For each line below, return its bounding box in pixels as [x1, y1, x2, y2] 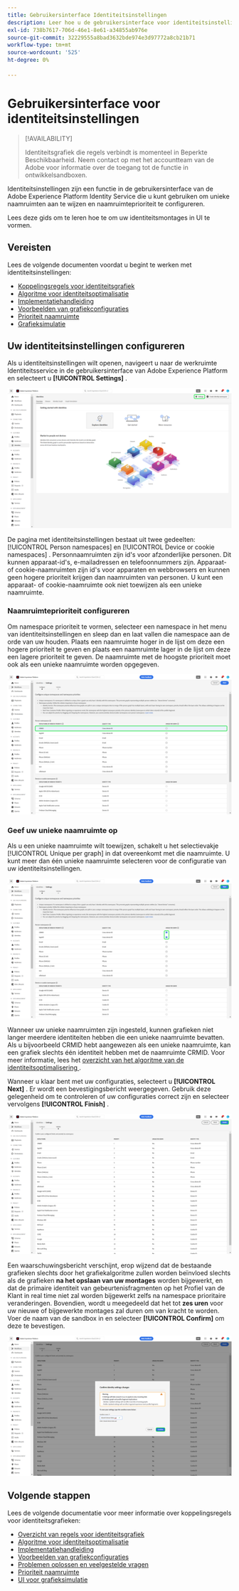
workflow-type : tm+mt [7, 41, 72, 49]
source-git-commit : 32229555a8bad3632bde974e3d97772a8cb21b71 [7, 34, 196, 41]
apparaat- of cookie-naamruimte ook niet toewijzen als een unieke [7, 580, 203, 590]
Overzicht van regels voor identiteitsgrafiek [17, 1530, 144, 1538]
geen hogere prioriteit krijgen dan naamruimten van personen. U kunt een [7, 573, 223, 582]
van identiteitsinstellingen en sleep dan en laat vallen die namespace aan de [7, 629, 230, 638]
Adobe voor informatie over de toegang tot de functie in [24, 163, 188, 171]
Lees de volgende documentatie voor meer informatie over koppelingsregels [7, 1508, 232, 1517]
